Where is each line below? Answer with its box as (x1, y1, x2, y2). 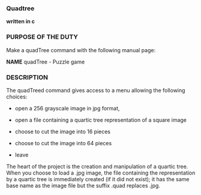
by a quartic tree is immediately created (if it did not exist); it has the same (6, 175, 190, 182)
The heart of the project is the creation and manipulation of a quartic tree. (6, 163, 188, 170)
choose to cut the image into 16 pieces (14, 128, 111, 135)
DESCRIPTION (6, 73, 49, 82)
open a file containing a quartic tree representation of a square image (14, 116, 187, 124)
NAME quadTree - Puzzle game (6, 58, 85, 65)
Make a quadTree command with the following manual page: (6, 46, 156, 53)
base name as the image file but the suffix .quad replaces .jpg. (6, 182, 161, 189)
